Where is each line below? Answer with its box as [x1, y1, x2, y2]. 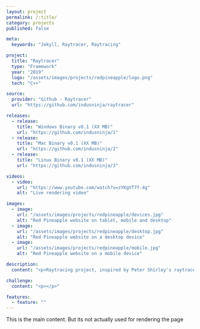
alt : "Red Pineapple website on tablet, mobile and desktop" [17, 217, 171, 224]
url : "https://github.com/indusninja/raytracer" [11, 102, 135, 108]
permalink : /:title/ [6, 14, 58, 20]
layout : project [6, 8, 46, 15]
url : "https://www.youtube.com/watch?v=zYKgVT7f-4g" [17, 184, 151, 191]
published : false [6, 25, 49, 32]
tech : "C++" [11, 80, 42, 86]
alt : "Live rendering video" [17, 190, 89, 196]
